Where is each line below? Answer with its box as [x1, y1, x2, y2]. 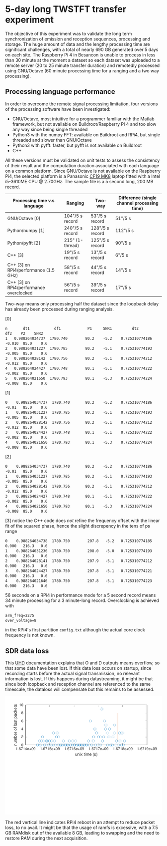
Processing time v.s [12, 197, 55, 203]
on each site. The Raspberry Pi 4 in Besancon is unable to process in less [5, 51, 156, 58]
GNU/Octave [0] [7, 216, 41, 221]
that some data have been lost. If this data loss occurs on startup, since [5, 665, 152, 671]
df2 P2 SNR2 [5, 331, 43, 336]
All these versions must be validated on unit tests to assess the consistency [5, 157, 160, 163]
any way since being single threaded [12, 126, 88, 132]
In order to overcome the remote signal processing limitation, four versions [5, 101, 158, 107]
